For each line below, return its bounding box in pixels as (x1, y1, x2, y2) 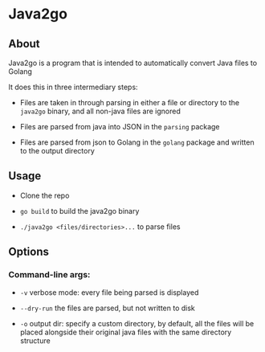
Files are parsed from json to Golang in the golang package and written (19, 137, 255, 147)
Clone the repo (19, 190, 70, 200)
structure (19, 335, 51, 346)
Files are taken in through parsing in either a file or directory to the (19, 98, 239, 107)
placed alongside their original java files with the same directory (19, 327, 232, 337)
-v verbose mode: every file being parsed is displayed (19, 287, 199, 297)
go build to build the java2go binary (19, 206, 140, 215)
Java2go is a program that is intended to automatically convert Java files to (8, 58, 258, 68)
